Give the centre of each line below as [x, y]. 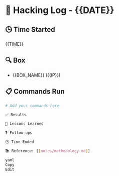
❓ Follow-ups [19, 133]
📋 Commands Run [35, 92]
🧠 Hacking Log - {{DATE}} [60, 10]
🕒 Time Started [30, 29]
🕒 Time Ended [20, 142]
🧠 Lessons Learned [24, 124]
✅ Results [16, 115]
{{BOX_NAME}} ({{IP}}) [36, 75]
